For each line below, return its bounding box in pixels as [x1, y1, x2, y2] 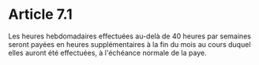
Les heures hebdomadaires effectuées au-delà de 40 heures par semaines [8, 31, 251, 41]
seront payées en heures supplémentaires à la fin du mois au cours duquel [8, 39, 251, 49]
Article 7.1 [8, 5, 73, 23]
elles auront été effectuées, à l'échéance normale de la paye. [8, 48, 207, 57]
